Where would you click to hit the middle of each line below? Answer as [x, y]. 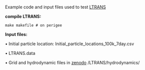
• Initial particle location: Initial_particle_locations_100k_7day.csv [70, 44]
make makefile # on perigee [34, 25]
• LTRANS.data [20, 53]
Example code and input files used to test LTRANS [55, 7]
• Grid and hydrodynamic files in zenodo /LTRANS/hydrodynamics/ [72, 62]
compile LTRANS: [23, 16]
